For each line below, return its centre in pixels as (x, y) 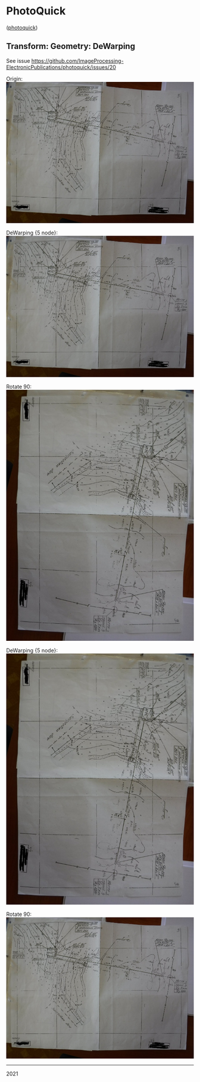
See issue (18, 60)
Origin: (14, 78)
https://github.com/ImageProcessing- (77, 60)
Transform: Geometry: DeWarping (71, 46)
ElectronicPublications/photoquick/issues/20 (61, 67)
